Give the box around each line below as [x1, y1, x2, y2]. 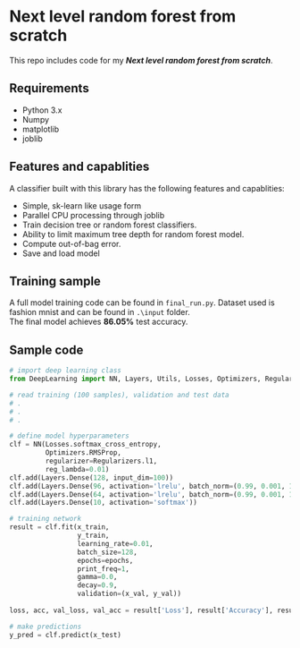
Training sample [9, 273, 101, 288]
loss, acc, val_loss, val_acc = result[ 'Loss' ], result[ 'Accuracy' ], [9, 606, 274, 615]
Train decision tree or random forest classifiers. [21, 219, 197, 230]
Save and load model [21, 248, 100, 259]
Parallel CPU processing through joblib [21, 209, 165, 220]
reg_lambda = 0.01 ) [45, 465, 110, 473]
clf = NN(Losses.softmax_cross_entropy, [9, 440, 162, 449]
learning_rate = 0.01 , [77, 539, 154, 548]
